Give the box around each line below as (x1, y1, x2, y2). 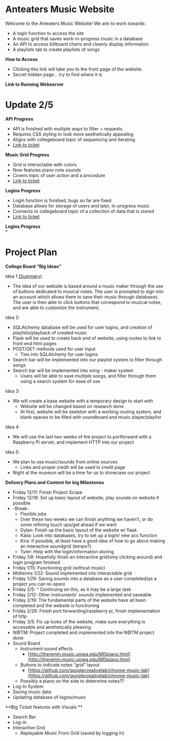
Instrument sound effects (20, 646, 73, 652)
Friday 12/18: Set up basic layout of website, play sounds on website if (12, 494, 159, 500)
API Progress (5, 116, 34, 122)
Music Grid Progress (5, 151, 50, 158)
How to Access (5, 56, 38, 62)
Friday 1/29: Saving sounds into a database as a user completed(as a (12, 575, 157, 582)
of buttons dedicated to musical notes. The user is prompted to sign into (12, 288, 164, 294)
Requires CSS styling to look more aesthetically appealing (12, 131, 133, 137)
